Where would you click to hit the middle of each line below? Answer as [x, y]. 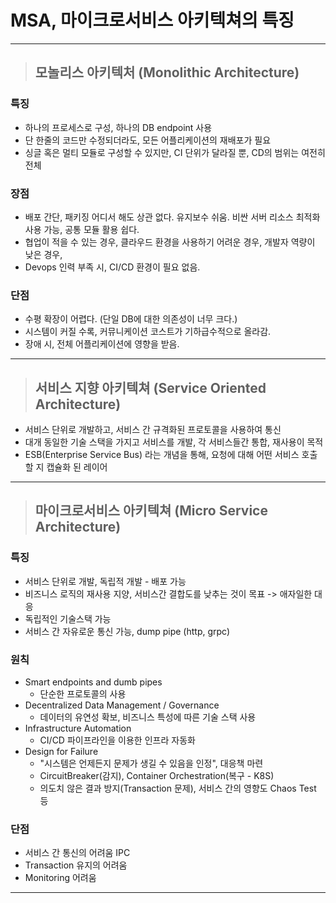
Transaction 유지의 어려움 [76, 865]
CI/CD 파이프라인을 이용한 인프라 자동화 [117, 740]
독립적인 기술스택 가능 [68, 618]
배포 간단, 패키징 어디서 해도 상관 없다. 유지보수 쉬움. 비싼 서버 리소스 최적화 [172, 217]
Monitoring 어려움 [60, 878]
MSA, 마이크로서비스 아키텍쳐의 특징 [152, 20]
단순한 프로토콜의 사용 [83, 694]
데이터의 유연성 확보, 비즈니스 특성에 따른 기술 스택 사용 [148, 717]
